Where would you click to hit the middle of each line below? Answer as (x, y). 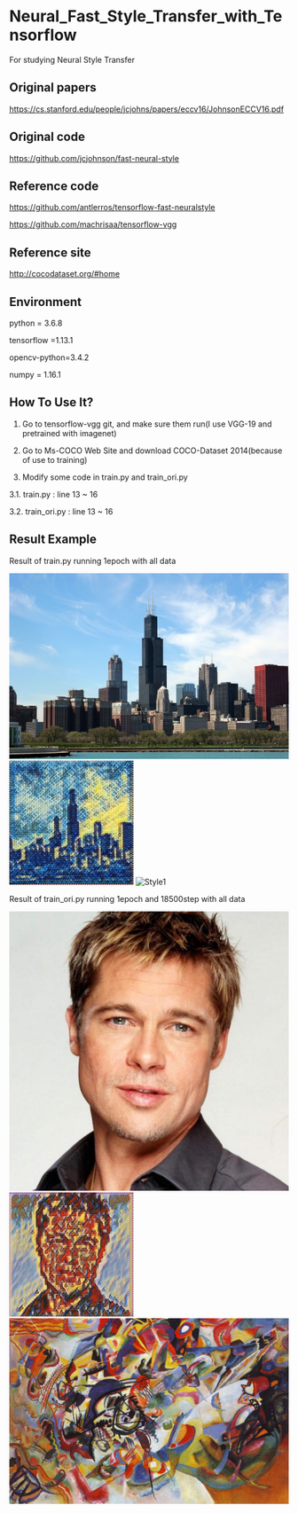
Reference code (54, 186)
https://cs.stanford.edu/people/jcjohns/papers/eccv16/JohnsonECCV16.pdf (147, 109)
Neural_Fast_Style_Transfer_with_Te (146, 16)
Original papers (53, 87)
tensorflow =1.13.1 (41, 340)
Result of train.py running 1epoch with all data (93, 561)
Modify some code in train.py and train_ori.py (105, 477)
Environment (46, 302)
